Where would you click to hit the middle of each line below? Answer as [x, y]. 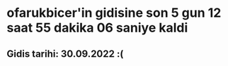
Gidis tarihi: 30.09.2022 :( [65, 54]
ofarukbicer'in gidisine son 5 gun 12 [114, 13]
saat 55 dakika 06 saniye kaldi [97, 28]
